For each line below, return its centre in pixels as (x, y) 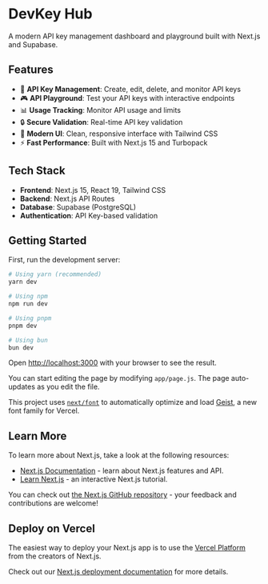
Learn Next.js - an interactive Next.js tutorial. (94, 479)
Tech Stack (37, 171)
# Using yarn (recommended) (55, 274)
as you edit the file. (68, 387)
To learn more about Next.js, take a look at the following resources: (119, 455)
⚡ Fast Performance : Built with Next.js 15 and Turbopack (114, 142)
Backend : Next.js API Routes (67, 198)
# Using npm (28, 297)
